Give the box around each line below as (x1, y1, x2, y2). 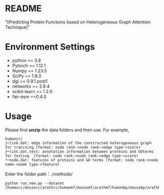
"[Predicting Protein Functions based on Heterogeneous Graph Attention (5, 19, 151, 25)
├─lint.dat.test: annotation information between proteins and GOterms (5, 149, 154, 154)
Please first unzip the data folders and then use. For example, (5, 127, 129, 133)
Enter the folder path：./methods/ (5, 171, 73, 177)
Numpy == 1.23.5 (12, 68, 47, 74)
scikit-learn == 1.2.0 (12, 88, 53, 94)
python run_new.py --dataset (5, 181, 64, 186)
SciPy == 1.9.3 (12, 73, 41, 78)
